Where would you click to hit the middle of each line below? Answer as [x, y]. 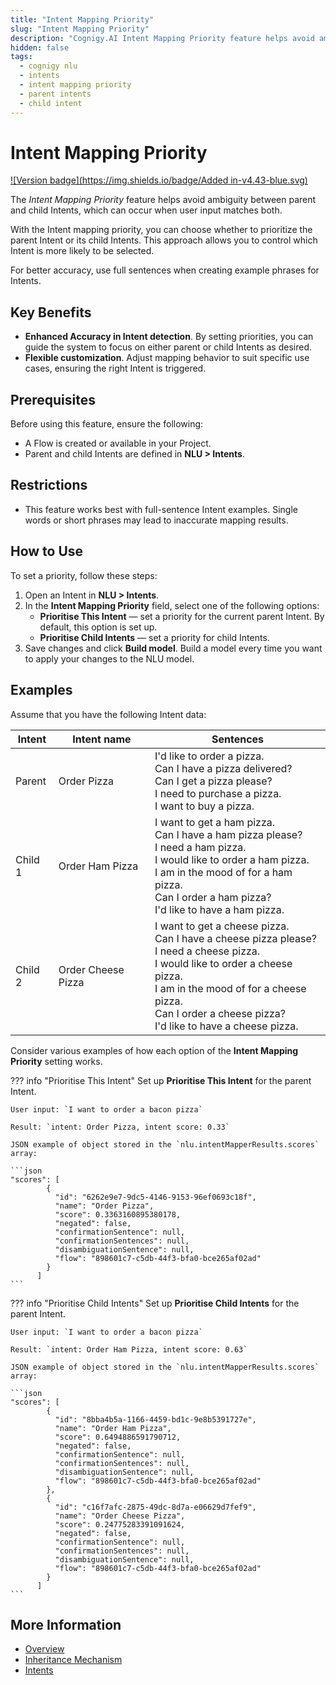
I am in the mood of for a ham [223, 872]
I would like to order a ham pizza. [232, 859]
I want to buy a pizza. [204, 806]
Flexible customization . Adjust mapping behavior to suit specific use [167, 358]
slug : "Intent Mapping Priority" [80, 29]
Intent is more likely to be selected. [82, 251]
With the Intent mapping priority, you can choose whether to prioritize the [161, 230]
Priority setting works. [56, 1061]
